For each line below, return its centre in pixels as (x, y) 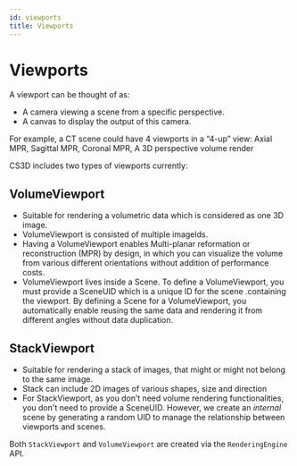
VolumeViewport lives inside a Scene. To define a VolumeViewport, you (153, 282)
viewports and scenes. (64, 427)
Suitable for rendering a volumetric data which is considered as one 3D (153, 216)
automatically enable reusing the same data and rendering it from (142, 310)
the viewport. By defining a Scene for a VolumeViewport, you (134, 301)
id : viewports (36, 17)
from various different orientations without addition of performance (145, 263)
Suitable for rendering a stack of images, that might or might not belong (154, 370)
